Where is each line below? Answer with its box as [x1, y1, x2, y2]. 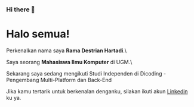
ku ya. [6, 94, 21, 101]
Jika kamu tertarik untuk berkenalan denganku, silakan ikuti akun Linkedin [6, 87, 188, 95]
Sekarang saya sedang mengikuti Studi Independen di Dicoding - [6, 70, 167, 77]
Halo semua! [6, 27, 70, 41]
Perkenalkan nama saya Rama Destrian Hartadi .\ [6, 47, 127, 54]
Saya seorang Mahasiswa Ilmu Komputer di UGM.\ [6, 58, 133, 65]
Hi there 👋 [6, 5, 36, 14]
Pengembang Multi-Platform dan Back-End [6, 76, 112, 83]
